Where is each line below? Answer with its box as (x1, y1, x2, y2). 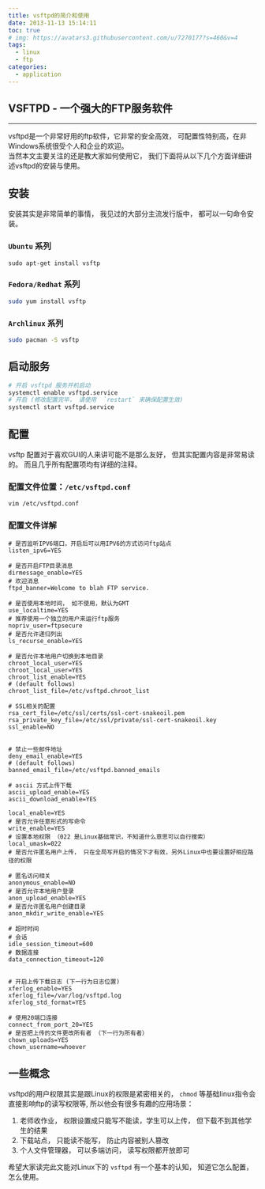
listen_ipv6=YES (8, 547, 62, 555)
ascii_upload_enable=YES (8, 789, 90, 797)
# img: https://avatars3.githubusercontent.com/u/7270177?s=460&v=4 (8, 33, 238, 42)
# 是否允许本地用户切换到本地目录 (8, 653, 104, 661)
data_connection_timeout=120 (8, 956, 104, 964)
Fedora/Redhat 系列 (8, 278, 80, 290)
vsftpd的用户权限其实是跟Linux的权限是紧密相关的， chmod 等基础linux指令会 (8, 1089, 256, 1099)
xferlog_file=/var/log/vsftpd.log (8, 992, 122, 1000)
